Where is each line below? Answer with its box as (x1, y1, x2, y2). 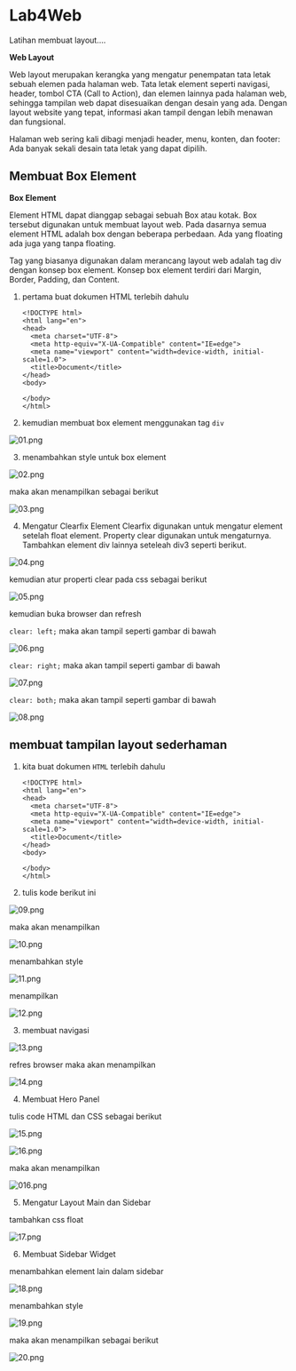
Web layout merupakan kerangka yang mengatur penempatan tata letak (9, 68, 271, 80)
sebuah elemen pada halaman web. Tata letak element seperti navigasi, (9, 78, 270, 89)
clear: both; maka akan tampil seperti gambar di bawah (9, 694, 217, 705)
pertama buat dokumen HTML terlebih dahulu (21, 291, 189, 302)
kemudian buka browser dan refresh (9, 608, 142, 618)
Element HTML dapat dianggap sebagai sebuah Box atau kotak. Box (9, 210, 257, 220)
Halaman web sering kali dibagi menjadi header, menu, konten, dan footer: (9, 133, 281, 144)
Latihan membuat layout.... (9, 35, 106, 45)
